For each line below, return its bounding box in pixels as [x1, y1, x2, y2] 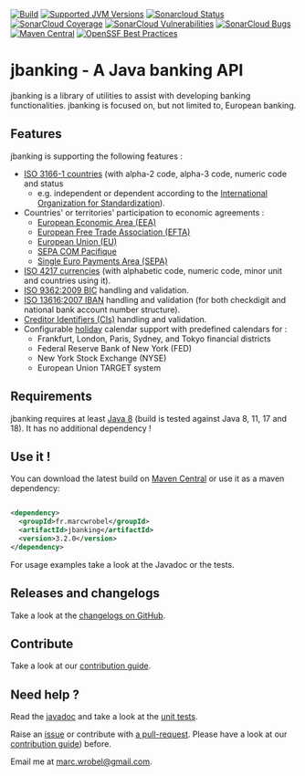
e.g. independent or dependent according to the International [37, 187, 268, 198]
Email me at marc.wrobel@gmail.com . [10, 756, 152, 767]
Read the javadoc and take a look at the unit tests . [10, 711, 198, 722]
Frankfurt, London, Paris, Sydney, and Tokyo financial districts [37, 333, 272, 344]
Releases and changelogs [10, 585, 161, 602]
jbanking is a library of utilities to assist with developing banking [10, 89, 251, 100]
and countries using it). [23, 275, 111, 286]
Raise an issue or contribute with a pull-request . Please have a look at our [10, 729, 288, 739]
